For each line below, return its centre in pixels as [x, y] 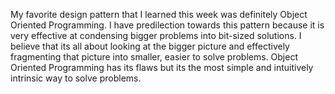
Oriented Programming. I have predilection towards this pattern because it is [167, 25]
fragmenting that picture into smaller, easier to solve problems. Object [154, 57]
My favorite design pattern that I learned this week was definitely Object [159, 14]
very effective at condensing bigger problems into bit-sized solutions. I [156, 35]
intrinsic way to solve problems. [76, 78]
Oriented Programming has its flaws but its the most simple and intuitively [162, 67]
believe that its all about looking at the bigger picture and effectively [150, 46]
